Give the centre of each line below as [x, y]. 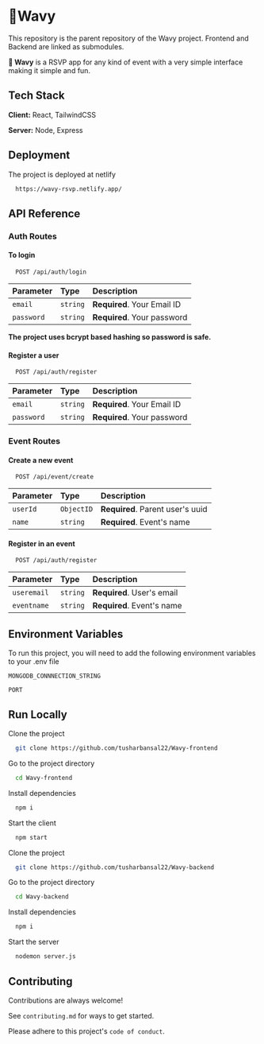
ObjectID [77, 509]
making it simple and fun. [50, 70]
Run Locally [38, 714]
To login [22, 255]
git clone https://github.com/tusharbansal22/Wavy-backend [115, 867]
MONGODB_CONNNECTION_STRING [55, 676]
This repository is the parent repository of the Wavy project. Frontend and [129, 38]
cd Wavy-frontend [44, 778]
